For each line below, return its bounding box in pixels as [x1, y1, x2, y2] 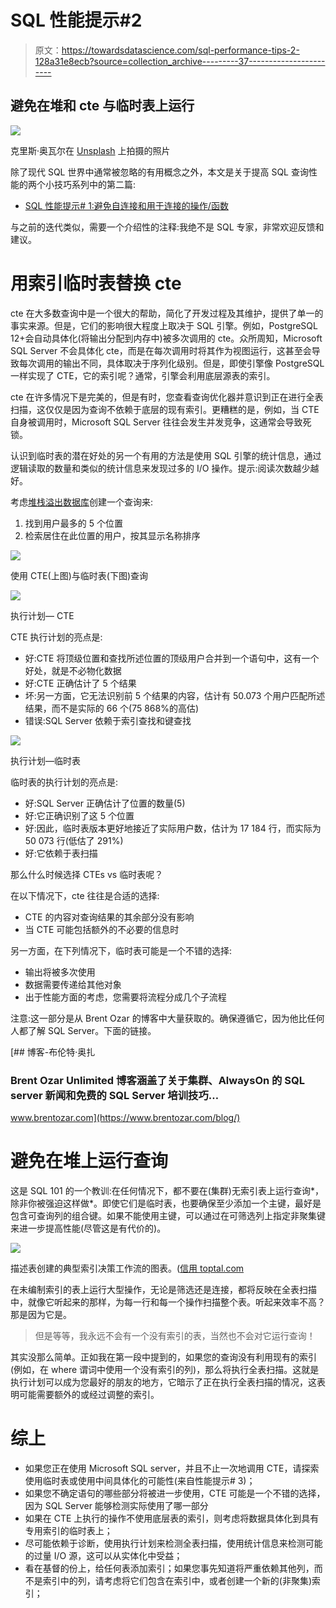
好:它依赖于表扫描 [24, 847, 98, 859]
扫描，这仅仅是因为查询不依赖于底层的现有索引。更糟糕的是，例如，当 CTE [10, 403, 320, 415]
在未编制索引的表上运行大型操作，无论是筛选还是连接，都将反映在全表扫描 [10, 1283, 317, 1295]
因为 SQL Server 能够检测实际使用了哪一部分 [24, 1499, 209, 1511]
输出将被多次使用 [24, 966, 96, 978]
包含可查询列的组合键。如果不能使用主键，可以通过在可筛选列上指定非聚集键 [10, 1209, 326, 1221]
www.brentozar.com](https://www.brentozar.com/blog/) [10, 1111, 241, 1123]
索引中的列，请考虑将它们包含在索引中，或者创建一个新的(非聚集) [42, 1574, 313, 1586]
